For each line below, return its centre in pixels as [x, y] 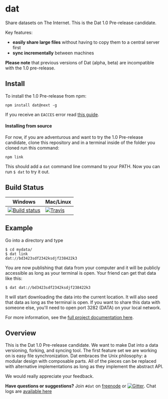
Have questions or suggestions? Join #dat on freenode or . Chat [81, 386]
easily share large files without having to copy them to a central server [86, 42]
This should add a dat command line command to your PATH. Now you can [83, 166]
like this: [14, 278]
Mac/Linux [58, 202]
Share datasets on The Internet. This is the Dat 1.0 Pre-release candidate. [81, 23]
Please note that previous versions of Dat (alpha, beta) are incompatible [80, 62]
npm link [14, 157]
